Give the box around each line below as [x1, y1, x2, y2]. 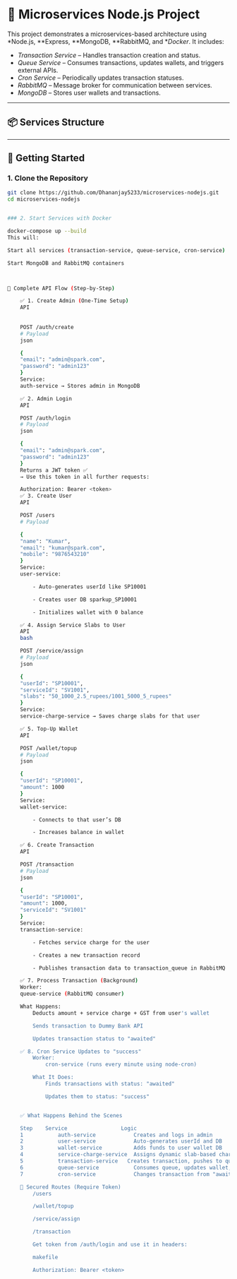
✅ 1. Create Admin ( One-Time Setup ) [20, 297, 129, 304]
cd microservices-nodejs [7, 196, 80, 203]
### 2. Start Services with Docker [7, 215, 112, 222]
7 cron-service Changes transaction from [20, 1170, 210, 1178]
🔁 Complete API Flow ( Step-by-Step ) [7, 285, 115, 292]
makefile [32, 1254, 59, 1261]
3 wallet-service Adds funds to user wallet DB [20, 1144, 222, 1152]
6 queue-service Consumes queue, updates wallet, [20, 1164, 232, 1171]
